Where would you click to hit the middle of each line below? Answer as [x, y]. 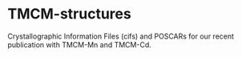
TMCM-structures [69, 14]
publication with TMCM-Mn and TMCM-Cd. [79, 44]
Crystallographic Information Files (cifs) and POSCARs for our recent [121, 36]
